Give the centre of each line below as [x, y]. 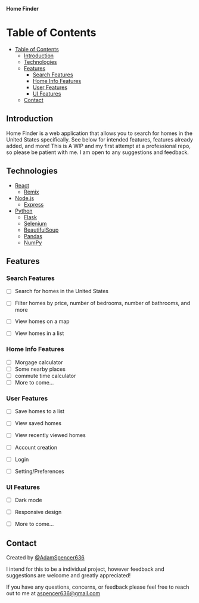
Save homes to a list [39, 411]
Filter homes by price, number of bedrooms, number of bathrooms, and [102, 303]
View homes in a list [39, 333]
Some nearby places [40, 369]
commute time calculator [45, 376]
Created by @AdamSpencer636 [45, 558]
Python [24, 211]
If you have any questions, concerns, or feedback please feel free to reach [98, 587]
